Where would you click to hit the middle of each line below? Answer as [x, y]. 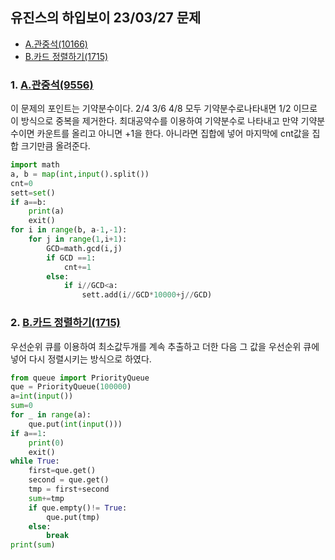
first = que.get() [62, 471]
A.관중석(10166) [56, 44]
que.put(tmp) [73, 517]
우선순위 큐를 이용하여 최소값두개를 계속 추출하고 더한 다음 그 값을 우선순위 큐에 [165, 346]
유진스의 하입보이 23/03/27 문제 [106, 18]
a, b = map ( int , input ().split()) [80, 174]
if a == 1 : [28, 433]
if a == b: [28, 202]
